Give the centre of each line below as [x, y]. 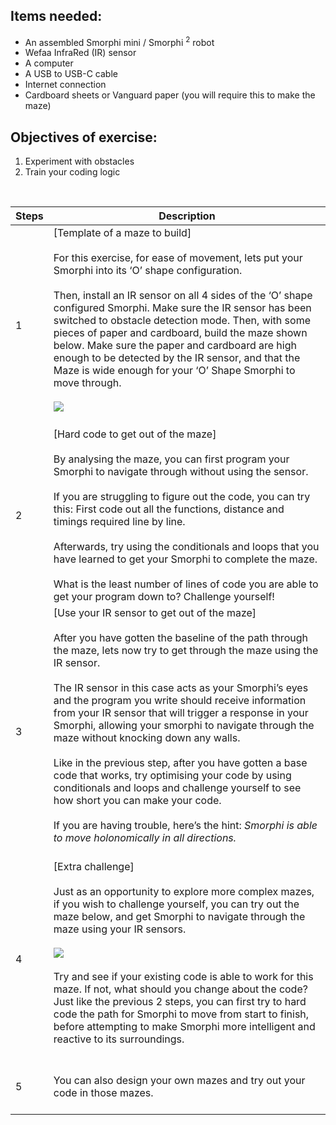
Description [187, 216]
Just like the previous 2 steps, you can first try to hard [180, 1002]
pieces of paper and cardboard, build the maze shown [180, 333]
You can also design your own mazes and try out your [179, 1081]
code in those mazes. [103, 1093]
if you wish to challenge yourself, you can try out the [176, 904]
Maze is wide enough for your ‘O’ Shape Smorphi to [174, 371]
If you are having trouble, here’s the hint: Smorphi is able [185, 826]
